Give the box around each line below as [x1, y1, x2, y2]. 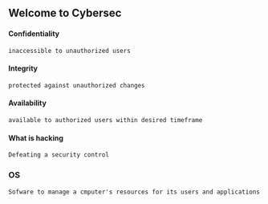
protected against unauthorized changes [8, 81, 146, 89]
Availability [8, 98, 47, 108]
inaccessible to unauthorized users [8, 47, 131, 55]
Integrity [8, 63, 39, 73]
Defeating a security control [8, 151, 110, 159]
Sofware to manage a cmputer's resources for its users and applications [8, 188, 261, 196]
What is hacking [8, 133, 64, 143]
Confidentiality [8, 28, 60, 39]
